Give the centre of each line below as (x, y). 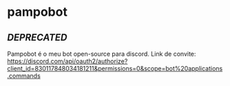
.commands (24, 76)
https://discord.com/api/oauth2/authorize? (67, 61)
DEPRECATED (37, 37)
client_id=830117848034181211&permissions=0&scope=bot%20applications (115, 68)
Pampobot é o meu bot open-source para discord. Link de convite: (102, 54)
